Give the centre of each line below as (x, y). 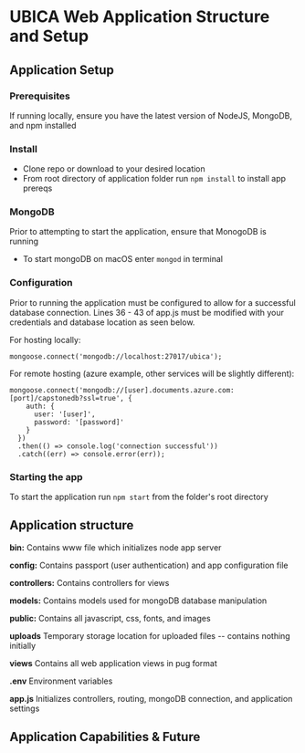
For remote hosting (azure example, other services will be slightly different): (152, 373)
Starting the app (47, 476)
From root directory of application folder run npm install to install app (154, 179)
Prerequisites (40, 96)
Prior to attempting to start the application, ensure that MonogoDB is (138, 232)
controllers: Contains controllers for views (89, 582)
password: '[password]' (79, 422)
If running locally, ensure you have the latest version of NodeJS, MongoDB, (151, 115)
